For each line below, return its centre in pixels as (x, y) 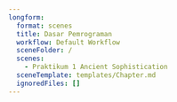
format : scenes (44, 26)
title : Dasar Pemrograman (64, 34)
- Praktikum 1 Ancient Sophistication (96, 67)
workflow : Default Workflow (68, 42)
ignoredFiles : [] (48, 83)
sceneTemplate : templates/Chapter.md (86, 75)
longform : (27, 17)
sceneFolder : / (44, 51)
